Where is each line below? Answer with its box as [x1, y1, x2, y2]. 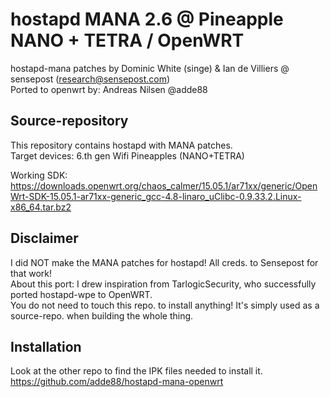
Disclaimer [10, 230, 79, 247]
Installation [10, 338, 82, 355]
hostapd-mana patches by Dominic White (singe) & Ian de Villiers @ [10, 62, 290, 74]
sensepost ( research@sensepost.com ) [10, 73, 171, 85]
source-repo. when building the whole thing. [10, 309, 194, 322]
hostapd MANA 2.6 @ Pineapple [10, 8, 284, 31]
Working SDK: [10, 169, 68, 181]
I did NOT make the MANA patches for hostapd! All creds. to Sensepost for [10, 256, 319, 268]
